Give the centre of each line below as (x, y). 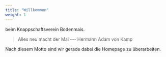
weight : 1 (16, 15)
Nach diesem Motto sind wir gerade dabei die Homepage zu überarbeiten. (83, 49)
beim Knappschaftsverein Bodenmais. (45, 29)
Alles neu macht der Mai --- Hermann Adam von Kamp (75, 39)
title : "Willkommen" (27, 10)
